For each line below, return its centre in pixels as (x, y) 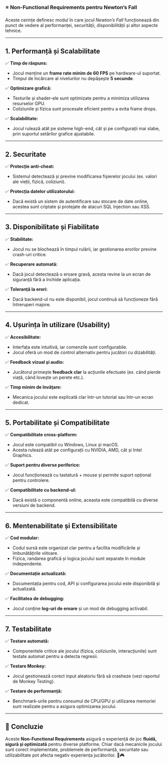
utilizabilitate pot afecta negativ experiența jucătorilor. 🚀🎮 (65, 755)
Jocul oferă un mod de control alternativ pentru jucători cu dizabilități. (84, 352)
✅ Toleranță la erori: (26, 289)
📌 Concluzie (24, 727)
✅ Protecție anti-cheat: (30, 166)
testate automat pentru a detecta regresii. (55, 656)
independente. (27, 564)
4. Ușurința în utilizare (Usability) (57, 325)
